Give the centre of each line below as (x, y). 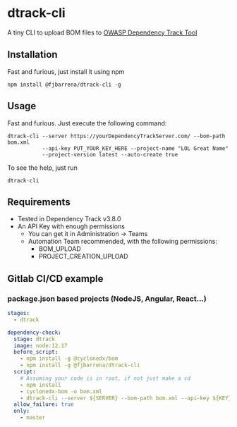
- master (33, 418)
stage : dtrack (34, 339)
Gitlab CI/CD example (55, 279)
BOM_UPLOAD (60, 249)
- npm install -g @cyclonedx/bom (69, 359)
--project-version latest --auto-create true (110, 154)
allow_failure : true (44, 404)
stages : (19, 314)
